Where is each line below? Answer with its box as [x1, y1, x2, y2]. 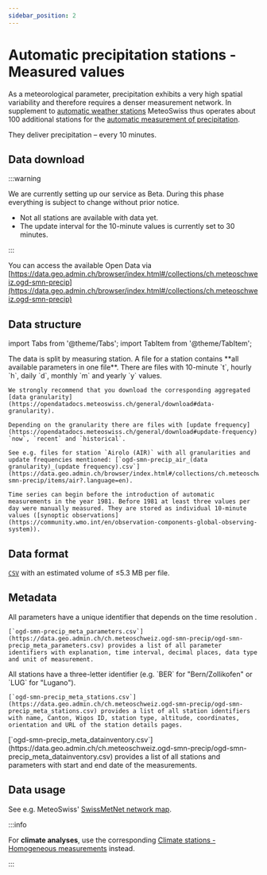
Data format [8, 547, 69, 560]
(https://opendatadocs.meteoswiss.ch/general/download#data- [8, 401, 215, 408]
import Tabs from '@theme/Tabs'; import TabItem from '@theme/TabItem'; [8, 339, 253, 348]
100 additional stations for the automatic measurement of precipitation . [8, 114, 241, 124]
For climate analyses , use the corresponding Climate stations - [8, 835, 216, 845]
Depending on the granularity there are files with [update [8, 421, 212, 429]
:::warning [8, 174, 41, 184]
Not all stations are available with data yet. [19, 213, 159, 223]
